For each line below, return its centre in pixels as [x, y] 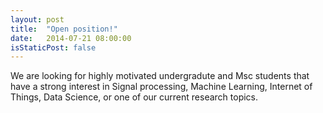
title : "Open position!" [64, 29]
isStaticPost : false [53, 47]
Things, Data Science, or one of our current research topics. [134, 97]
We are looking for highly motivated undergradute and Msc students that [160, 76]
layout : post [37, 19]
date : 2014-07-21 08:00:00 [71, 38]
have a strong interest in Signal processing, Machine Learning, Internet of [161, 87]
